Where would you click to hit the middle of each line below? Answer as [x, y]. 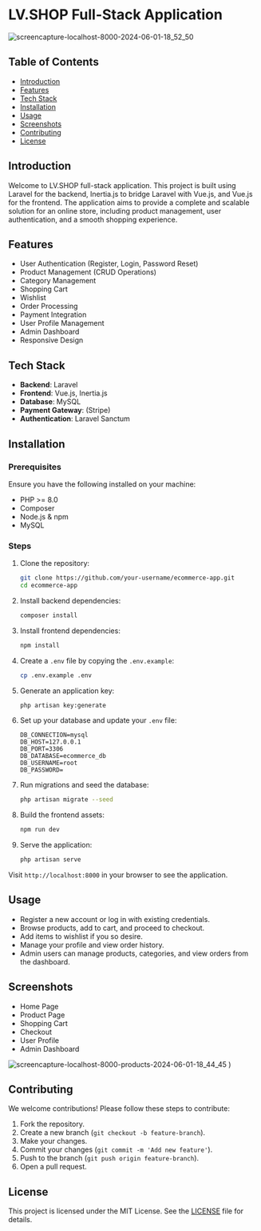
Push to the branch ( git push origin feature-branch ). [109, 1158]
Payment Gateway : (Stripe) [65, 411]
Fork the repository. [52, 1124]
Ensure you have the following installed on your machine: [102, 484]
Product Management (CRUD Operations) [88, 272]
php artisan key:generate [63, 705]
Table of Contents [54, 62]
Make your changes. [53, 1141]
